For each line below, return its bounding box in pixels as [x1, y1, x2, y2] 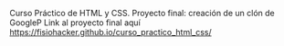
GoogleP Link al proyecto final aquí [9, 17, 142, 28]
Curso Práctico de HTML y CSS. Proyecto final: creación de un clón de [9, 8, 276, 18]
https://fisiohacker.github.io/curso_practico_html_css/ [9, 27, 212, 37]
